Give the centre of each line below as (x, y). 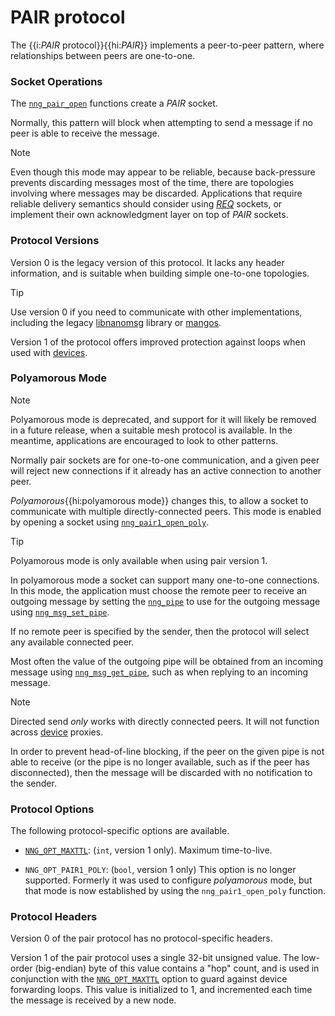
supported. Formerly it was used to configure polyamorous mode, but (168, 880)
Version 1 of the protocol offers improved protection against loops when (158, 342)
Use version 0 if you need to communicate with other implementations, (156, 312)
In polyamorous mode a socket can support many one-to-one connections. (165, 580)
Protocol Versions (55, 241)
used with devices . (49, 352)
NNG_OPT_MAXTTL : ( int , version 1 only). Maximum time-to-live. (148, 850)
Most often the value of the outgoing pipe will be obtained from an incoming (167, 661)
